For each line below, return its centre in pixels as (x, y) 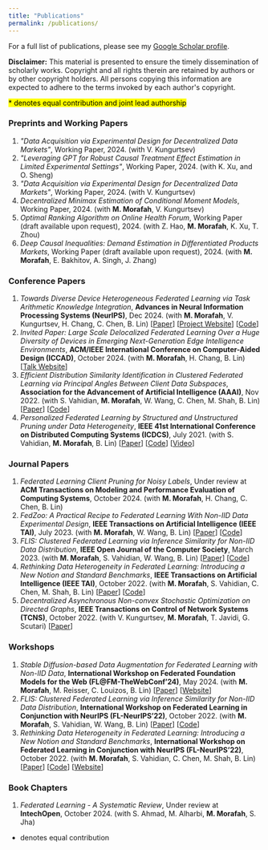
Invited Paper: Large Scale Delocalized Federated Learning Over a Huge (140, 333)
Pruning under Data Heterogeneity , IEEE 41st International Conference (138, 427)
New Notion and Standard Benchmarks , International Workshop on (132, 741)
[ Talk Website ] (44, 366)
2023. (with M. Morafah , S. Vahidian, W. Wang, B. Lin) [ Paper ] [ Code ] (135, 558)
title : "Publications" (46, 16)
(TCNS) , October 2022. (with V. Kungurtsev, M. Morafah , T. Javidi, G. (135, 617)
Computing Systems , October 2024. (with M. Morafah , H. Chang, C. (134, 499)
